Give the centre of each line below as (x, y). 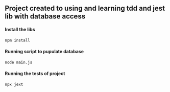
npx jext (14, 84)
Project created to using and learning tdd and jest (85, 8)
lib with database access (45, 17)
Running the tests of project (35, 74)
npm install (17, 40)
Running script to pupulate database (44, 52)
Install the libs (20, 29)
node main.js (19, 62)
